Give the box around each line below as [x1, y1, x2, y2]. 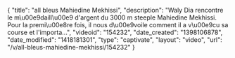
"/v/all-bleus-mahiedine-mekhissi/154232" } [7, 43, 135, 51]
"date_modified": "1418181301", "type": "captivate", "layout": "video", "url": [7, 36, 223, 44]
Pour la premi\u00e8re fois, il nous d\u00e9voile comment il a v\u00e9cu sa [7, 21, 229, 29]
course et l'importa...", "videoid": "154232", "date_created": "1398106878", [7, 28, 223, 36]
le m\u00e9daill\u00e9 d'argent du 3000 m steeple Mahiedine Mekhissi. [7, 13, 217, 22]
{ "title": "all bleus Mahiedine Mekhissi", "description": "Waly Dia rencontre [7, 6, 224, 14]
